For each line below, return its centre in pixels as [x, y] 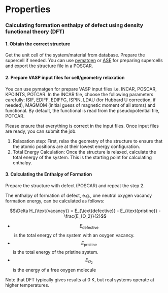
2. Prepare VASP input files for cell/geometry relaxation [65, 77]
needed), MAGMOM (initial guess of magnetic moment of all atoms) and [80, 105]
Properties [28, 9]
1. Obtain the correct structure [38, 44]
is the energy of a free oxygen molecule [54, 270]
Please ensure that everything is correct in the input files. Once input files [82, 126]
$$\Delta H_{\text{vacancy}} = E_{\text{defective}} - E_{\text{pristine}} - [85, 211]
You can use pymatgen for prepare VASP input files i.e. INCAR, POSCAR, [81, 89]
